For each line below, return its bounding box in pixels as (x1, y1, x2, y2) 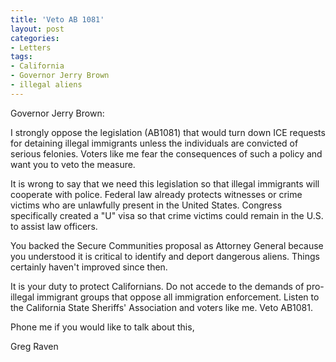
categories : (10, 33, 60, 43)
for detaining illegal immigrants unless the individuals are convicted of (10, 137, 299, 149)
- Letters (10, 42, 52, 53)
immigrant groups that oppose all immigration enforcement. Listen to (36, 291, 320, 303)
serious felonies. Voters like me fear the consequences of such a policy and (10, 147, 323, 160)
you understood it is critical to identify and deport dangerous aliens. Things (10, 250, 320, 262)
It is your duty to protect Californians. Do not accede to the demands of (10, 280, 305, 292)
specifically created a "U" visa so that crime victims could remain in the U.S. (10, 209, 324, 221)
